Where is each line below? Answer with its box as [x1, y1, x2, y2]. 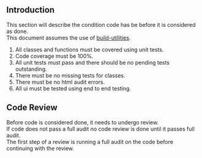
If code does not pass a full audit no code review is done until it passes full [6, 125, 195, 132]
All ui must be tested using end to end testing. [15, 85, 132, 92]
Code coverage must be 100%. [15, 52, 94, 60]
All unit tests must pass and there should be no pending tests [15, 59, 170, 66]
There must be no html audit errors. [15, 78, 105, 85]
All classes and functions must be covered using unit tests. [15, 46, 164, 53]
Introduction [6, 5, 55, 15]
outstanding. [15, 65, 47, 73]
